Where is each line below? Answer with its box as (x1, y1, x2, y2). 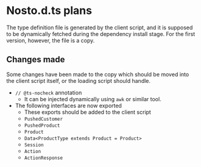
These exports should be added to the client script (24, 108, 151, 116)
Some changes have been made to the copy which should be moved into (6, 71, 189, 78)
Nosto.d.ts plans (6, 4, 93, 18)
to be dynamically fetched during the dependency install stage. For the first (6, 30, 196, 37)
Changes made (6, 54, 65, 65)
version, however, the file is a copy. (6, 37, 95, 44)
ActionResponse (24, 155, 63, 161)
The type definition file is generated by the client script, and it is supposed (6, 24, 193, 31)
